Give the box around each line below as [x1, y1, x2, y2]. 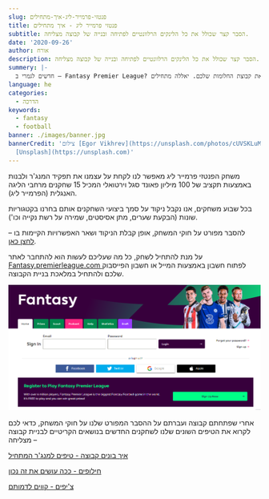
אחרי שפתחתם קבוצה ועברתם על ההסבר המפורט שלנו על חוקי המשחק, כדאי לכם [8, 417, 255, 428]
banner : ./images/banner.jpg [8, 131, 106, 139]
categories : [8, 89, 48, 97]
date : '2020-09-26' [8, 38, 74, 46]
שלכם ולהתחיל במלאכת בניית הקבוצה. [8, 268, 124, 278]
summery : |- [8, 64, 48, 72]
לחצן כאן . [8, 236, 37, 246]
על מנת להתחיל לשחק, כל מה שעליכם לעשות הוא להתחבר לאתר [8, 252, 203, 261]
